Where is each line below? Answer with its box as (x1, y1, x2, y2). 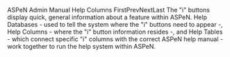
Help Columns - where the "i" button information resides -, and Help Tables (7, 27, 223, 36)
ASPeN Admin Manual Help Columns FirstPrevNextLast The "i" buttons (7, 6, 211, 14)
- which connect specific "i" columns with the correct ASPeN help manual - (7, 35, 224, 43)
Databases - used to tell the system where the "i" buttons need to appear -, (7, 21, 224, 28)
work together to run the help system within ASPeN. (7, 43, 156, 50)
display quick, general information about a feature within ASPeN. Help (7, 13, 207, 21)
